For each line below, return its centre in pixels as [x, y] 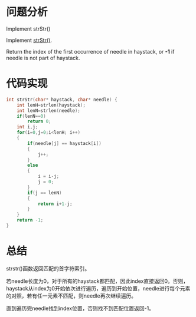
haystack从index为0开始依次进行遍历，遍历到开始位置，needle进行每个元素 [98, 288]
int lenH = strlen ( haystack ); [51, 105]
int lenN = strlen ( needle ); [49, 110]
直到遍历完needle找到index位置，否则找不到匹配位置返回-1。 [80, 308]
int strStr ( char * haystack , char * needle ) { [62, 100]
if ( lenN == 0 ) [31, 116]
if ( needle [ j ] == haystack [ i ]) [64, 143]
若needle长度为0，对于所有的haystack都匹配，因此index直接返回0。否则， [97, 281]
